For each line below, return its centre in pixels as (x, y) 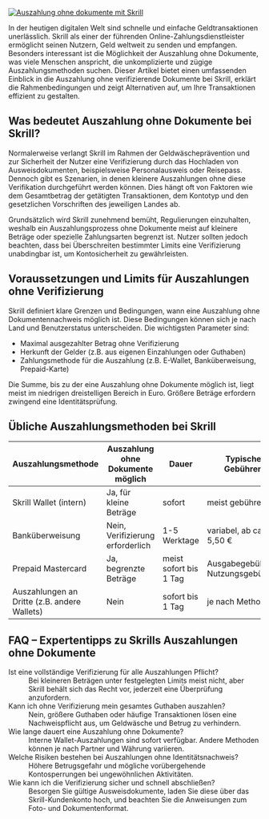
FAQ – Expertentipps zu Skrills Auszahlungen (123, 640)
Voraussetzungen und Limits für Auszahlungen (129, 279)
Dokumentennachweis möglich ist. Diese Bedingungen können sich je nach (132, 319)
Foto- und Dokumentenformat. (78, 809)
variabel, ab (229, 531)
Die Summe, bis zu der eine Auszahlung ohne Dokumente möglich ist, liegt (131, 384)
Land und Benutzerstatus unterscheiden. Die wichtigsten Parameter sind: (129, 328)
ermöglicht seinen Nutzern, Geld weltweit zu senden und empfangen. (123, 45)
